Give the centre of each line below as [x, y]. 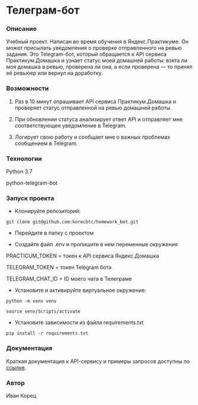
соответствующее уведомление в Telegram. [71, 126]
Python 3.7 [19, 172]
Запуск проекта [30, 198]
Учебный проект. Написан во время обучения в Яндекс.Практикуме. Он [98, 41]
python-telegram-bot [32, 183]
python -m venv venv [32, 301]
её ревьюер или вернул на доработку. [55, 73]
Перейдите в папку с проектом [54, 233]
